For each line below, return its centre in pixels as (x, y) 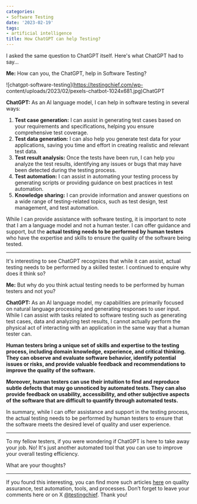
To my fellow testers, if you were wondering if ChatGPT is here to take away (98, 441)
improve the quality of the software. (51, 370)
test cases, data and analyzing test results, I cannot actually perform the (93, 321)
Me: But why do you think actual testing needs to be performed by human (95, 285)
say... (13, 62)
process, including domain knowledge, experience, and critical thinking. (96, 352)
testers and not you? (31, 291)
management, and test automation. (57, 208)
